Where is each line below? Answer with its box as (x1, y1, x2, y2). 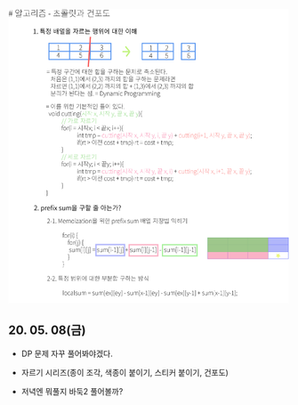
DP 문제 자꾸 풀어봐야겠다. (20, 348, 113, 359)
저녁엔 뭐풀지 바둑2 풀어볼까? (20, 385, 124, 396)
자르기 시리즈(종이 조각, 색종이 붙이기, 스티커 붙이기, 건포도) (20, 367, 229, 377)
